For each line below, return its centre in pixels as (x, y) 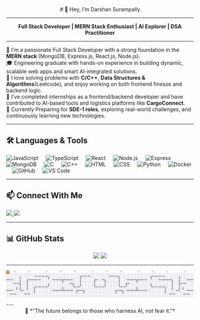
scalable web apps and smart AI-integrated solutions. (72, 71)
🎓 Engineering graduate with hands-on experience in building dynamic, (95, 63)
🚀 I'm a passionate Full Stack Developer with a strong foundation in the (93, 50)
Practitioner (100, 33)
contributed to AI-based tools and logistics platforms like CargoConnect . (96, 103)
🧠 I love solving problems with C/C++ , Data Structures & (76, 78)
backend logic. (24, 90)
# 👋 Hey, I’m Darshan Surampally (100, 9)
